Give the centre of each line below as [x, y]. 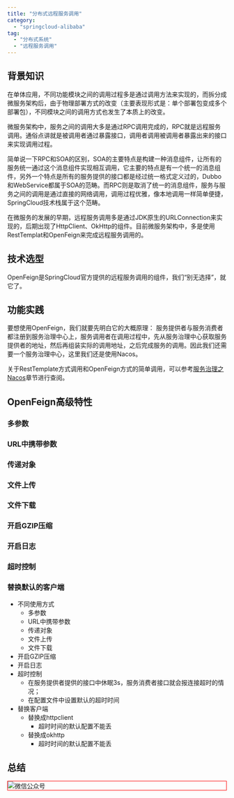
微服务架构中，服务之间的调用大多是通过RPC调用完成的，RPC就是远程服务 [114, 126]
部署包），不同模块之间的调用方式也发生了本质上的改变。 [88, 112]
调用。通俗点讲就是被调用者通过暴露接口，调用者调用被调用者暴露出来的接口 [117, 135]
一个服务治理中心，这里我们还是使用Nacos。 [77, 354]
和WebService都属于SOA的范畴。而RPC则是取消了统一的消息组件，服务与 [113, 185]
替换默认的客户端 [36, 587]
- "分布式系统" [33, 40]
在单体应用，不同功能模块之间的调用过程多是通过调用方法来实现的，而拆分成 [117, 94]
